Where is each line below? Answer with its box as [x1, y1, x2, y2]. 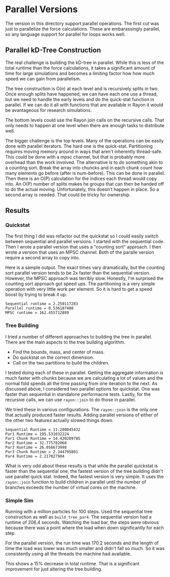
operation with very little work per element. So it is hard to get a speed [5, 286, 152, 292]
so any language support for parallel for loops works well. [5, 31, 126, 37]
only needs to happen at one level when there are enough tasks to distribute [5, 122, 165, 128]
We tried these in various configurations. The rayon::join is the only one [5, 406, 158, 412]
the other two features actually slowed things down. [5, 417, 114, 423]
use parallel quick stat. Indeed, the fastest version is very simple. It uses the [5, 473, 164, 479]
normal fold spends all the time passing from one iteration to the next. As [5, 380, 158, 386]
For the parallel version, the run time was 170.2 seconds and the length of [5, 540, 159, 546]
